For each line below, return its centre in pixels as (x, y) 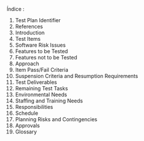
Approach (27, 64)
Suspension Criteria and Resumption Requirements (76, 76)
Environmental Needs (41, 94)
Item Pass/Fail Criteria (42, 70)
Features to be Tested (42, 51)
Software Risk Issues (40, 45)
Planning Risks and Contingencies (56, 119)
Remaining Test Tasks (42, 88)
